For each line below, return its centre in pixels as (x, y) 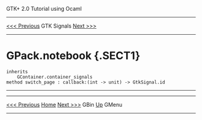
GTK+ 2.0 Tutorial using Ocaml (44, 9)
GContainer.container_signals (55, 77)
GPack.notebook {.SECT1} (73, 56)
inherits (17, 71)
